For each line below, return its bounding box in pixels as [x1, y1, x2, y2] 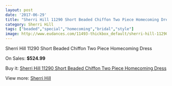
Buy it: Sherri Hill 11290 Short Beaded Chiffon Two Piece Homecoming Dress [5, 65, 167, 71]
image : [5, 31, 19, 36]
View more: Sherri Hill [5, 75, 51, 81]
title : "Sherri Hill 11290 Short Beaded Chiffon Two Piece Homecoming [5, 17, 159, 22]
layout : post [5, 7, 33, 13]
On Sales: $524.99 [5, 55, 46, 61]
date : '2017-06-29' [5, 12, 47, 17]
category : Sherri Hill [5, 21, 54, 27]
